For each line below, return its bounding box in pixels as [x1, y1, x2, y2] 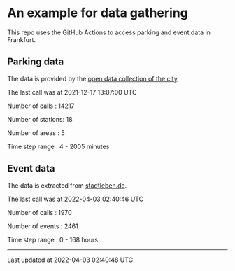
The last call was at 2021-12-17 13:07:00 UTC [7, 88, 137, 96]
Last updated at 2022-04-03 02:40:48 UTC [7, 256, 134, 264]
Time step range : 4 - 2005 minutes [7, 142, 110, 151]
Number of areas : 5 [7, 128, 65, 137]
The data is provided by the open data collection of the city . [7, 74, 180, 83]
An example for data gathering [7, 5, 189, 21]
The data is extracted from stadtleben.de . [7, 181, 127, 190]
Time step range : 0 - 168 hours [7, 235, 99, 244]
